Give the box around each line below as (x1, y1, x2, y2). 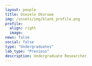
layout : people (5, 7, 36, 12)
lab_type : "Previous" (5, 49, 50, 54)
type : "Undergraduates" (5, 44, 54, 49)
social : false (5, 40, 34, 45)
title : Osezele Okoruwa (5, 12, 54, 17)
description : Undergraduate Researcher (5, 53, 87, 59)
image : (9, 30, 23, 35)
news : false (5, 35, 30, 40)
